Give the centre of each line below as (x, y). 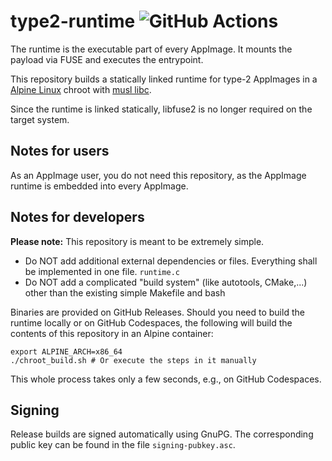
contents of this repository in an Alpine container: (112, 333)
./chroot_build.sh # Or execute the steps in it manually (133, 360)
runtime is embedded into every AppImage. (99, 186)
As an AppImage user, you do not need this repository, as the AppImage (158, 175)
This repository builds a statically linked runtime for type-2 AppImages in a (164, 79)
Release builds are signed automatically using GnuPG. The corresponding (162, 434)
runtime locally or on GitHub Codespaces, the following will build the (151, 322)
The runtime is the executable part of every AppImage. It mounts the (151, 49)
